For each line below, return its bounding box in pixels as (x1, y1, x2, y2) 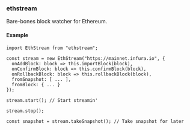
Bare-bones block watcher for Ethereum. (6, 18, 108, 25)
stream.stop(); (6, 108, 44, 114)
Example (6, 31, 29, 38)
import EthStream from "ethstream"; (6, 45, 98, 51)
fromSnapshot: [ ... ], (11, 76, 71, 82)
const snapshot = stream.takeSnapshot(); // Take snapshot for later (6, 118, 185, 124)
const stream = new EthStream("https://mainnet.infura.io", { (6, 55, 165, 61)
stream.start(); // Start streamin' (6, 97, 98, 103)
